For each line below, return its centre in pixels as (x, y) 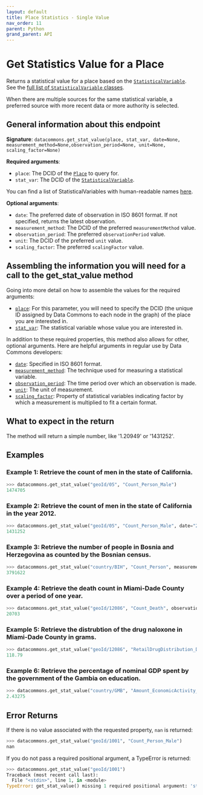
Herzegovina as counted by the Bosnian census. (79, 554)
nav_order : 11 (24, 23)
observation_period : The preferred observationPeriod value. (90, 234)
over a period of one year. (45, 595)
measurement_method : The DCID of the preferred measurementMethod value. (105, 227)
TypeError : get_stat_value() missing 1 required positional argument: (97, 786)
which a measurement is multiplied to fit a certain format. (86, 402)
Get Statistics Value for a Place (85, 64)
